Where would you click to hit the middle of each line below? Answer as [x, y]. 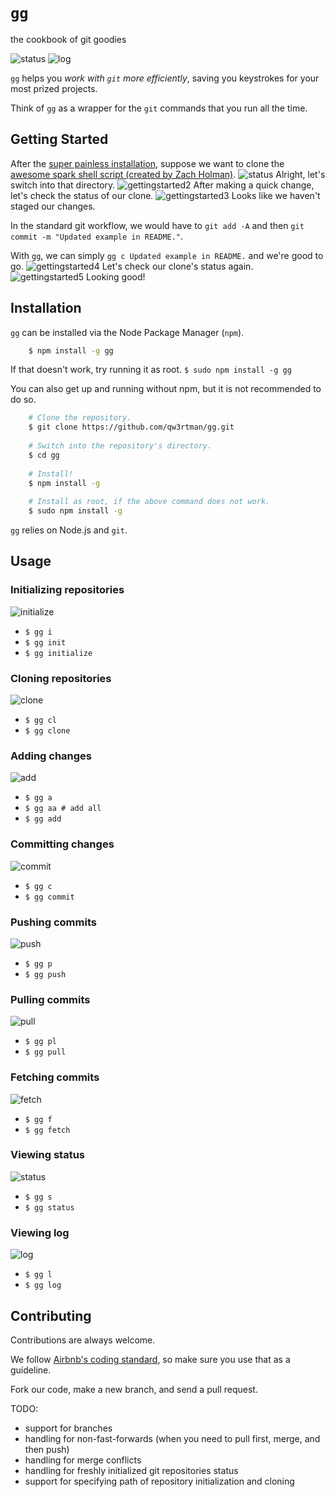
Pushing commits [53, 922]
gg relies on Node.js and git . [69, 530]
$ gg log [43, 1285]
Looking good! [115, 276]
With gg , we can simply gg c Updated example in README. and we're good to [167, 255]
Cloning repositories [61, 678]
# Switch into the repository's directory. [120, 446]
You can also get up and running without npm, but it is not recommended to [166, 389]
